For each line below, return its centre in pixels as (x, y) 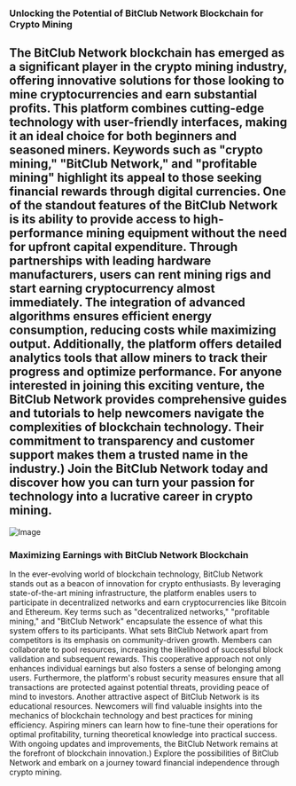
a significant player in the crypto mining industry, (148, 67)
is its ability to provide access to (100, 220)
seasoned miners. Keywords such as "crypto (136, 150)
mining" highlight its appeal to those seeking (136, 178)
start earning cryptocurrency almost (112, 289)
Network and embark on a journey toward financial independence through (144, 763)
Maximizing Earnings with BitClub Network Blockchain (129, 554)
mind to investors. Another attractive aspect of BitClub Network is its (134, 697)
